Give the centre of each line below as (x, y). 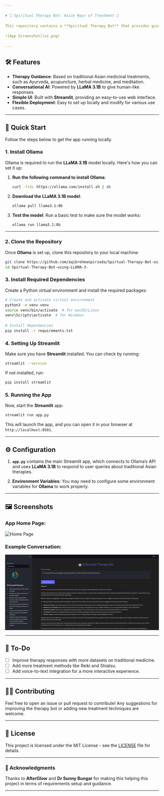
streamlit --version (26, 364)
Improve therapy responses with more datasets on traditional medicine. (84, 660)
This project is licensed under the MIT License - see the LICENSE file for (78, 745)
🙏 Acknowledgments (30, 768)
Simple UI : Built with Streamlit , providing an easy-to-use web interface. (84, 97)
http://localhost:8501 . (29, 430)
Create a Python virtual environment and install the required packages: (76, 290)
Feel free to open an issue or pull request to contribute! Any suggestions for (81, 703)
